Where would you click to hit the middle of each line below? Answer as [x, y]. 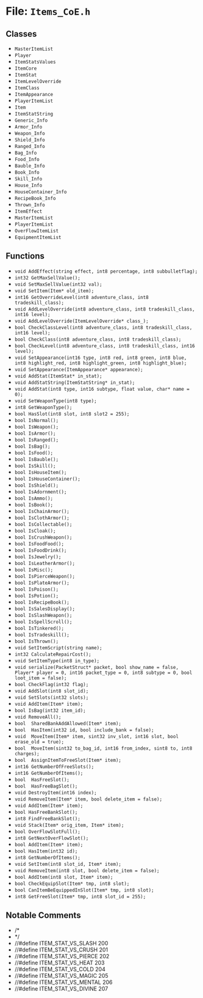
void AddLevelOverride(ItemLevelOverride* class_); [81, 321]
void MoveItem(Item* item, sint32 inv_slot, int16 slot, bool [97, 736]
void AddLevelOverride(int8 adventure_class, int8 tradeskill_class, [105, 309]
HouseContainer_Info [41, 192]
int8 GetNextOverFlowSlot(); [52, 838]
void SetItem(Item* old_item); [54, 291]
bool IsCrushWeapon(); [43, 537]
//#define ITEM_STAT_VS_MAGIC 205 [61, 975]
